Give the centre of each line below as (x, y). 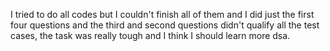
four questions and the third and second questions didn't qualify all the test (165, 25)
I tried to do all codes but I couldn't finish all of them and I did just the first (162, 14)
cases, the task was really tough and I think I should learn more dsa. (150, 35)
